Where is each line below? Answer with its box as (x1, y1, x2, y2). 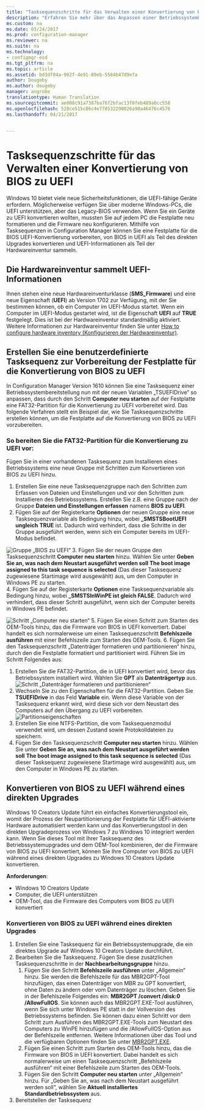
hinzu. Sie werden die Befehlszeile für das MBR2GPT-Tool (24, 973, 170, 980)
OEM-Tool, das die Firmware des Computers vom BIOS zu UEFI (15, 897, 174, 905)
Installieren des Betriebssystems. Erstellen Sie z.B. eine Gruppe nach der (15, 496, 198, 503)
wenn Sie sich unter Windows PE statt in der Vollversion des (24, 1005, 176, 1013)
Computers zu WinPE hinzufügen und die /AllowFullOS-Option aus (24, 1025, 191, 1032)
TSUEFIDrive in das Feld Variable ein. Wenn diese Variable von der (15, 694, 184, 701)
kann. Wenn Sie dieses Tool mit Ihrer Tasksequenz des (6, 835, 144, 842)
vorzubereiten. (6, 421, 43, 428)
